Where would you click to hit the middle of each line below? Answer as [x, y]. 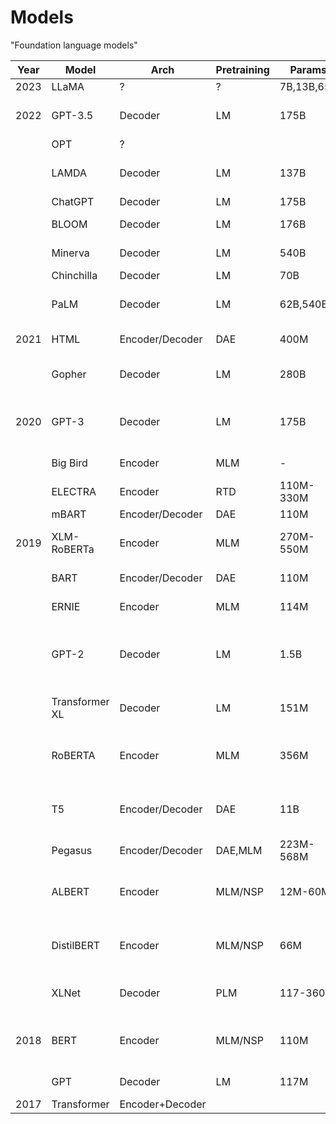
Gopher [69, 374]
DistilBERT [76, 945]
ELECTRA [74, 491]
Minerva [70, 253]
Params [308, 69]
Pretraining [242, 69]
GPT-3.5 [72, 115]
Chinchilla [74, 275]
